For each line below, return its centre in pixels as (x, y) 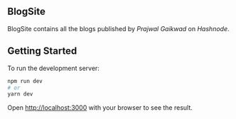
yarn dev (20, 94)
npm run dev (25, 81)
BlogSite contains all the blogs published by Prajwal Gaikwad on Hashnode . (118, 28)
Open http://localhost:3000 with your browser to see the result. (100, 108)
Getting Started (42, 51)
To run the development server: (53, 68)
